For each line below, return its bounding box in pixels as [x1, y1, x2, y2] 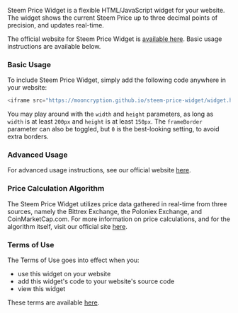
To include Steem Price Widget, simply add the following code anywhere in [7, 76, 227, 84]
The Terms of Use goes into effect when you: [7, 256, 140, 264]
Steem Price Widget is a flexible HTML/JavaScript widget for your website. [7, 6, 225, 14]
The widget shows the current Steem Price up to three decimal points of [7, 13, 218, 22]
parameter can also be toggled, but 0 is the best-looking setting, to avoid [7, 125, 220, 134]
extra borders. [7, 132, 49, 141]
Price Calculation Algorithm [7, 184, 105, 194]
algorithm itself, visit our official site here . [7, 222, 127, 230]
